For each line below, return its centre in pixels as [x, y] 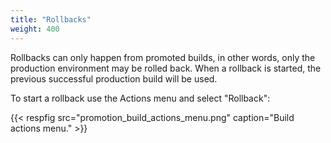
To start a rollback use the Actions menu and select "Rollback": [140, 98]
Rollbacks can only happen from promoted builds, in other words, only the [163, 57]
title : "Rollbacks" [51, 19]
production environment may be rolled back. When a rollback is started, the [166, 68]
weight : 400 [35, 29]
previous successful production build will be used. [114, 78]
